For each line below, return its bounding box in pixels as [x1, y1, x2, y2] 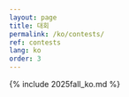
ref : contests [9, 37, 62, 47]
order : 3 [9, 54, 42, 63]
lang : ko [9, 46, 42, 55]
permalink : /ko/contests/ [9, 29, 104, 38]
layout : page [9, 12, 57, 22]
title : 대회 [9, 21, 50, 30]
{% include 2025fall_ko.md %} [9, 79, 121, 89]
